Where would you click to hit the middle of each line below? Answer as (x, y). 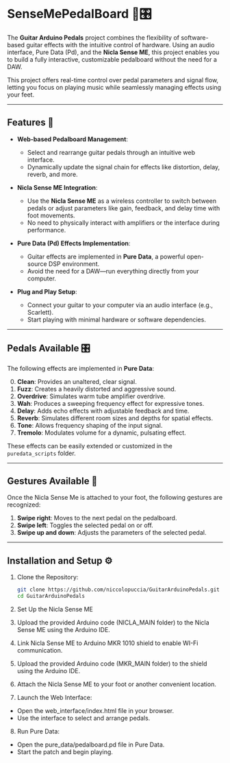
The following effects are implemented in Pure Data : (81, 368)
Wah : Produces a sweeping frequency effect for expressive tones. (111, 403)
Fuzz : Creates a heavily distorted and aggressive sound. (97, 389)
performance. (47, 230)
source (37, 264)
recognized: (24, 505)
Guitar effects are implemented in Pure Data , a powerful (106, 256)
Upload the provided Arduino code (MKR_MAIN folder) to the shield (112, 664)
